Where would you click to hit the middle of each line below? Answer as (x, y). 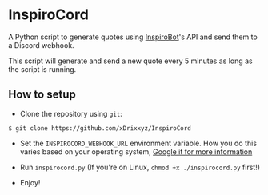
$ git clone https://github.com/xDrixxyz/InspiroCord (100, 128)
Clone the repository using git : (71, 113)
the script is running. (42, 69)
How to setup (42, 95)
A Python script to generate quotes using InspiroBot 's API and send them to (133, 37)
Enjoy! (30, 182)
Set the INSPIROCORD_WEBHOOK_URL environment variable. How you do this (138, 143)
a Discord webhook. (41, 45)
